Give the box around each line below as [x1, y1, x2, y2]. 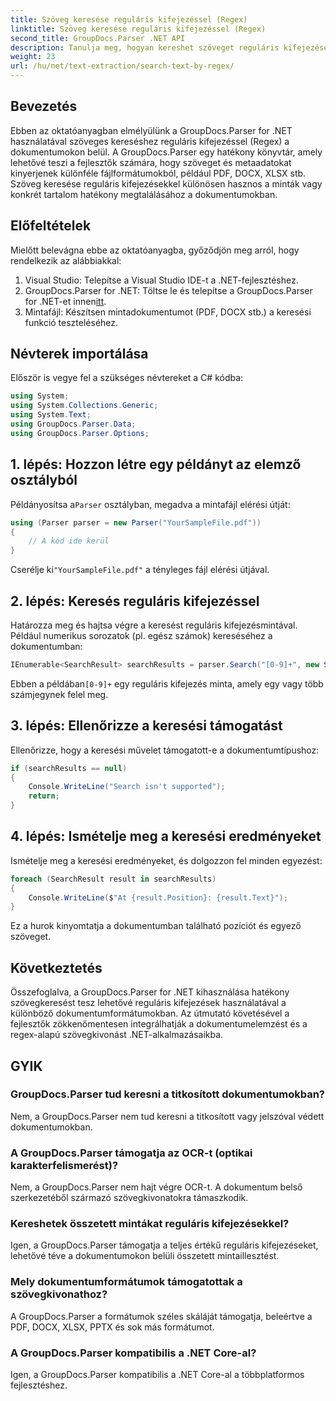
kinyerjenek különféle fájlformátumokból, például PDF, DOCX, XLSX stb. [10, 167, 307, 179]
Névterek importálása [10, 346, 149, 363]
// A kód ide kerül [28, 536, 110, 546]
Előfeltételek [10, 217, 92, 235]
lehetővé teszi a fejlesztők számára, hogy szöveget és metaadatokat [10, 156, 292, 168]
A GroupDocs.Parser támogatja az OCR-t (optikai [10, 1146, 253, 1160]
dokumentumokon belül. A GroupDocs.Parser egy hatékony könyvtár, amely [10, 146, 323, 158]
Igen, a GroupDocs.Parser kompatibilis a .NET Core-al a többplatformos [10, 1369, 305, 1380]
